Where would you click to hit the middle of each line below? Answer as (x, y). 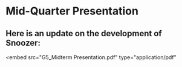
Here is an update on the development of (84, 33)
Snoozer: (23, 43)
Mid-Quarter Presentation (72, 11)
